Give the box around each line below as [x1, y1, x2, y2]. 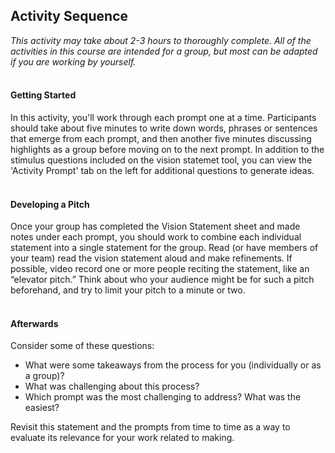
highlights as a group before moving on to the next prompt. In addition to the [10, 144, 325, 156]
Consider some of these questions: [10, 340, 155, 352]
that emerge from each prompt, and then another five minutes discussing [10, 133, 312, 145]
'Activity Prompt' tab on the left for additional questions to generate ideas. [10, 165, 315, 177]
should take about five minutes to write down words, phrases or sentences [10, 122, 318, 134]
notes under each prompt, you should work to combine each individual [10, 231, 302, 243]
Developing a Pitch [10, 198, 90, 210]
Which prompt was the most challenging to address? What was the [24, 391, 302, 403]
